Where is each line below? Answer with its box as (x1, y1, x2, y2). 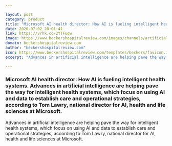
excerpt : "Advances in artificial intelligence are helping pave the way (5, 55, 166, 60)
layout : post (5, 12, 33, 17)
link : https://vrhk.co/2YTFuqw (5, 31, 72, 36)
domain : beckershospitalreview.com (5, 40, 81, 46)
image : (5, 36, 19, 41)
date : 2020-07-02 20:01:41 (5, 26, 63, 31)
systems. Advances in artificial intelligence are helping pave (5, 82, 159, 89)
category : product (5, 16, 45, 22)
